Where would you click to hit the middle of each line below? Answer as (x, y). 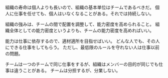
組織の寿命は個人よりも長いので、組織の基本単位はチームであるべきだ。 (80, 7)
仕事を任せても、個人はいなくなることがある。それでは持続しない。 (84, 13)
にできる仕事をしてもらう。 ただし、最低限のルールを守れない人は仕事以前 (82, 47)
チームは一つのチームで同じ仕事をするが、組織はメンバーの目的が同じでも (82, 64)
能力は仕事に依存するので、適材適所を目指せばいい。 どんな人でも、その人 (82, 41)
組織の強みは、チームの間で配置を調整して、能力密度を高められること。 (80, 24)
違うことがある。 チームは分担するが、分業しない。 (67, 70)
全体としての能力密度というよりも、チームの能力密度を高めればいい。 (82, 30)
